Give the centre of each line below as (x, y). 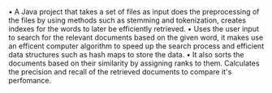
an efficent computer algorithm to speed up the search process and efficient (136, 46)
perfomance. (30, 80)
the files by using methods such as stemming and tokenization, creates (127, 20)
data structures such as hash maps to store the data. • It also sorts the (126, 55)
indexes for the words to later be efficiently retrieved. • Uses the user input (134, 29)
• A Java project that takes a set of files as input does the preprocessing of (134, 12)
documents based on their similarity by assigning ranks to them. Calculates (134, 63)
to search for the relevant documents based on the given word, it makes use (136, 37)
